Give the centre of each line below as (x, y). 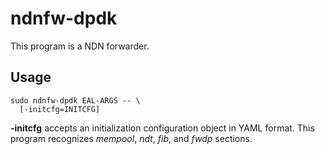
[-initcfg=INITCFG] (60, 109)
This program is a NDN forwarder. (80, 46)
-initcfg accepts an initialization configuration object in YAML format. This (162, 128)
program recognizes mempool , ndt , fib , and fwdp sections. (131, 138)
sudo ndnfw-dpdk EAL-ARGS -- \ (75, 100)
